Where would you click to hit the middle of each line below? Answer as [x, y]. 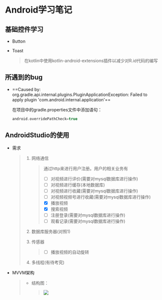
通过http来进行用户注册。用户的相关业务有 [86, 168]
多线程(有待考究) [48, 263]
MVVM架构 [23, 273]
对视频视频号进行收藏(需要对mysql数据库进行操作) [101, 197]
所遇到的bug [24, 77]
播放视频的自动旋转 [70, 252]
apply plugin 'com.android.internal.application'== [61, 99]
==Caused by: [26, 89]
